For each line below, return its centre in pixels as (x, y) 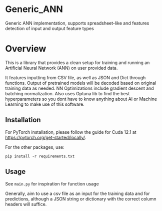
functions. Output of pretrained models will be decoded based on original (81, 83)
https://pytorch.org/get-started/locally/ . (46, 137)
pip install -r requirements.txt (40, 156)
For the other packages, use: (35, 147)
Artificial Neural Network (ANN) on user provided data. (61, 68)
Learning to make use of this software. (45, 104)
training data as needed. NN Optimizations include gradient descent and (79, 88)
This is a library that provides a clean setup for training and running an (77, 62)
